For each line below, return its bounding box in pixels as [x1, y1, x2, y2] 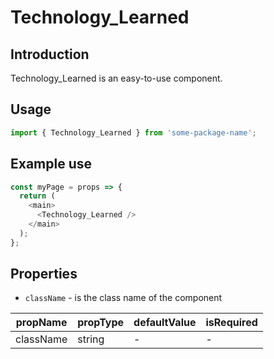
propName [15, 316, 68, 330]
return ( [19, 191, 56, 201]
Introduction [10, 46, 90, 63]
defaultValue [133, 316, 197, 330]
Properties [10, 266, 78, 283]
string [77, 332, 105, 346]
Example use [10, 156, 93, 173]
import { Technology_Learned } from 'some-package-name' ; [10, 127, 257, 138]
